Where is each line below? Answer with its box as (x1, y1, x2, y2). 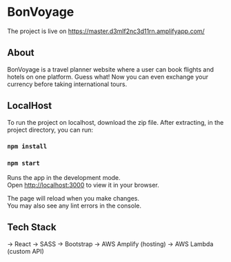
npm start (7, 159, 40, 168)
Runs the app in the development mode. (7, 173, 121, 181)
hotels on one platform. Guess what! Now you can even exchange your (7, 72, 209, 81)
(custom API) (7, 247, 45, 255)
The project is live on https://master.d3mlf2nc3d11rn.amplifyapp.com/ (7, 27, 205, 35)
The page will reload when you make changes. (7, 194, 140, 202)
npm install (7, 143, 48, 150)
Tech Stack (7, 221, 57, 233)
